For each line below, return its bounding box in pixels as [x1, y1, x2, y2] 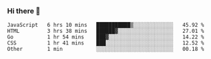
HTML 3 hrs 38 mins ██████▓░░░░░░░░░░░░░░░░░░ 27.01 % [7, 27, 205, 35]
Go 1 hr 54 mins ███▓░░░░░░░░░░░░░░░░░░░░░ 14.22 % [7, 34, 205, 40]
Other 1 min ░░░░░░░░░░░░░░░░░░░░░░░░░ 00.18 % [7, 46, 205, 53]
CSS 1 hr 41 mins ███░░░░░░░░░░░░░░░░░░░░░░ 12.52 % [7, 40, 205, 47]
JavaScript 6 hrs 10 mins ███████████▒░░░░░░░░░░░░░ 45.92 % [7, 22, 205, 29]
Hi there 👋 [7, 6, 41, 16]
